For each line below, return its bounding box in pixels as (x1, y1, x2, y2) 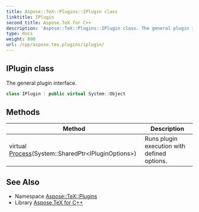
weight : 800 (6, 36, 36, 42)
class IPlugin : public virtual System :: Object (6, 91, 126, 97)
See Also (6, 177, 40, 187)
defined (145, 149, 166, 158)
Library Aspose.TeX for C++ (14, 199, 84, 206)
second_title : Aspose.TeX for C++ (6, 20, 92, 25)
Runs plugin (145, 134, 178, 143)
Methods (6, 107, 40, 117)
